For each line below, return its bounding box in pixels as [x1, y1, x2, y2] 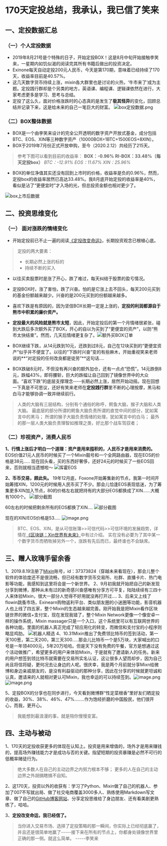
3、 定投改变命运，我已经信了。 [5, 812, 69, 818]
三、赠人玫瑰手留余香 [5, 554, 71, 563]
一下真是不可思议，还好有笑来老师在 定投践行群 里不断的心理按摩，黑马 [12, 384, 157, 390]
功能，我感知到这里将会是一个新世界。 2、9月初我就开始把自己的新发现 [13, 580, 160, 586]
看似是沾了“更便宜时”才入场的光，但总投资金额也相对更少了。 [12, 182, 139, 188]
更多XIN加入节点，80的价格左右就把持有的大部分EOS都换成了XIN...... [9, 488, 151, 494]
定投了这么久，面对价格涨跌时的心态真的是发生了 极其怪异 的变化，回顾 [12, 98, 157, 104]
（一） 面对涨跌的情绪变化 [5, 225, 68, 232]
